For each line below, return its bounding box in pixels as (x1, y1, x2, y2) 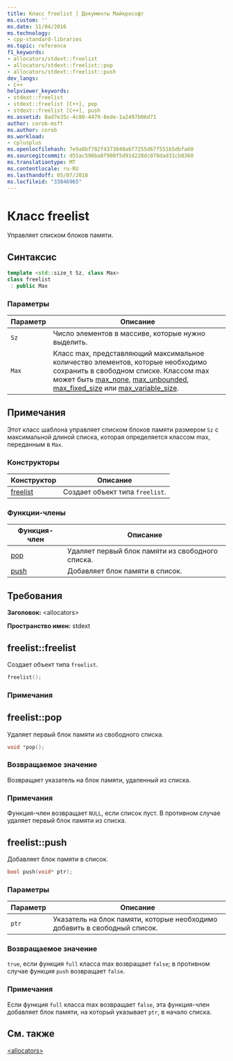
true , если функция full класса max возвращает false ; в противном (7, 960, 210, 968)
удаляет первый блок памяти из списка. (7, 816, 127, 825)
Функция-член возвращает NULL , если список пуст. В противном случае (7, 809, 221, 817)
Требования (7, 590, 62, 602)
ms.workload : (7, 133, 45, 140)
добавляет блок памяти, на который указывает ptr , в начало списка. (7, 1007, 212, 1016)
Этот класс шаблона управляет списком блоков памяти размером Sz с (7, 425, 219, 434)
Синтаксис (7, 251, 57, 263)
